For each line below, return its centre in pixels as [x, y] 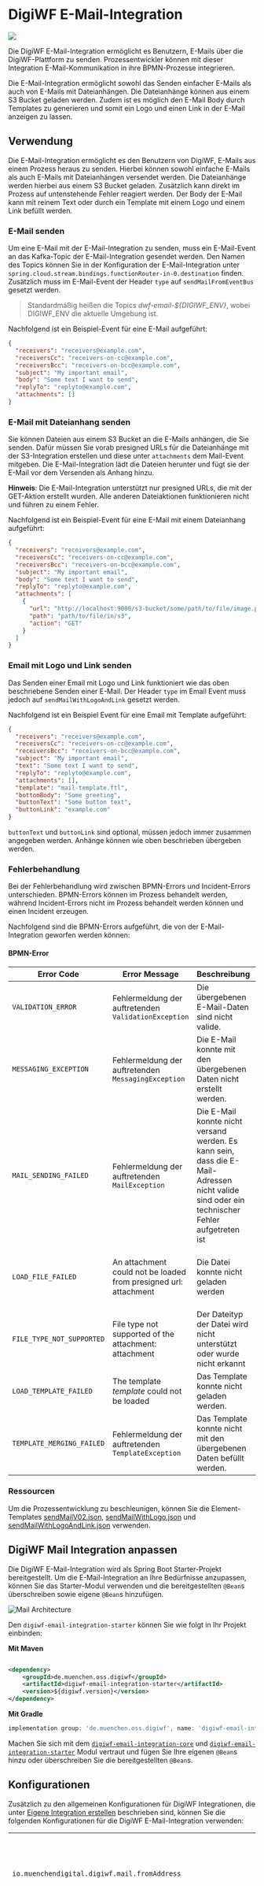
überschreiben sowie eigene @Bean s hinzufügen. [86, 1594]
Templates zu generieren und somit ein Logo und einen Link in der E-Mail [126, 108]
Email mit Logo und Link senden [70, 666]
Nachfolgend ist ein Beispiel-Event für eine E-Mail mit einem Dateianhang [127, 520]
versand [211, 1130]
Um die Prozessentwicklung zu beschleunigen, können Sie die [109, 1508]
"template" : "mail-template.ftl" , [71, 788]
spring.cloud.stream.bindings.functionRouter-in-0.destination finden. [126, 273]
